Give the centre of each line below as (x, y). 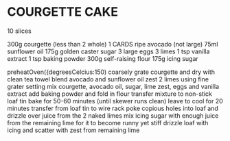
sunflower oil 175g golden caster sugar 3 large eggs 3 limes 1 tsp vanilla (108, 51)
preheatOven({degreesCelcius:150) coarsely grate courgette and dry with (111, 72)
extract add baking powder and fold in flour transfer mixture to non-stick (110, 94)
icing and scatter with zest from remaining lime (73, 130)
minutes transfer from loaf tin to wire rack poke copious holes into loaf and (113, 108)
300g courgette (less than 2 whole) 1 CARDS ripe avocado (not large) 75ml (113, 44)
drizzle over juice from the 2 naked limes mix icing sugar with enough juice (113, 115)
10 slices (20, 31)
